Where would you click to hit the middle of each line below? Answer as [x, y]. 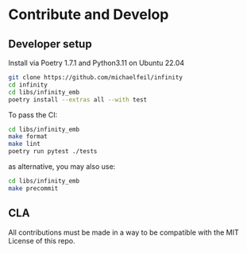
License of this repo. [42, 240]
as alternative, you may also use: [62, 167]
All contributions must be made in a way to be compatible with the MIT [124, 232]
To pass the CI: [33, 115]
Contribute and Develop [89, 15]
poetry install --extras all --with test [78, 100]
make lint [25, 144]
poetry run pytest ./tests [53, 151]
